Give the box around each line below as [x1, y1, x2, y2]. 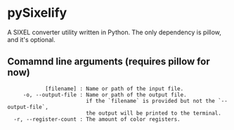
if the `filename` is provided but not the [85, 97, 216, 104]
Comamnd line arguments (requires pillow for [7, 56, 210, 68]
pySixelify [7, 5, 67, 21]
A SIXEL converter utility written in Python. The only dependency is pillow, [7, 28, 221, 36]
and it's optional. [7, 35, 56, 43]
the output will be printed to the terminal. [85, 110, 221, 117]
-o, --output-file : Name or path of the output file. [22, 91, 188, 99]
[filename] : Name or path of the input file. [44, 85, 184, 92]
